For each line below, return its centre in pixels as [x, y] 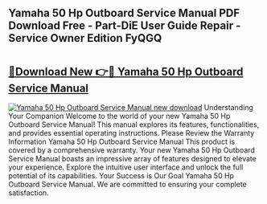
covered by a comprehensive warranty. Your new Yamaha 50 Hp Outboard [131, 150]
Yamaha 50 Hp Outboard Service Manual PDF [124, 13]
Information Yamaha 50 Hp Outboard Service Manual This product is [122, 141]
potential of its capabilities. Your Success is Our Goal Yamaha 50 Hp [121, 175]
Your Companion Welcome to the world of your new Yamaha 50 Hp [119, 116]
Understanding [228, 107]
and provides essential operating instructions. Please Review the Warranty [131, 133]
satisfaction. [29, 193]
